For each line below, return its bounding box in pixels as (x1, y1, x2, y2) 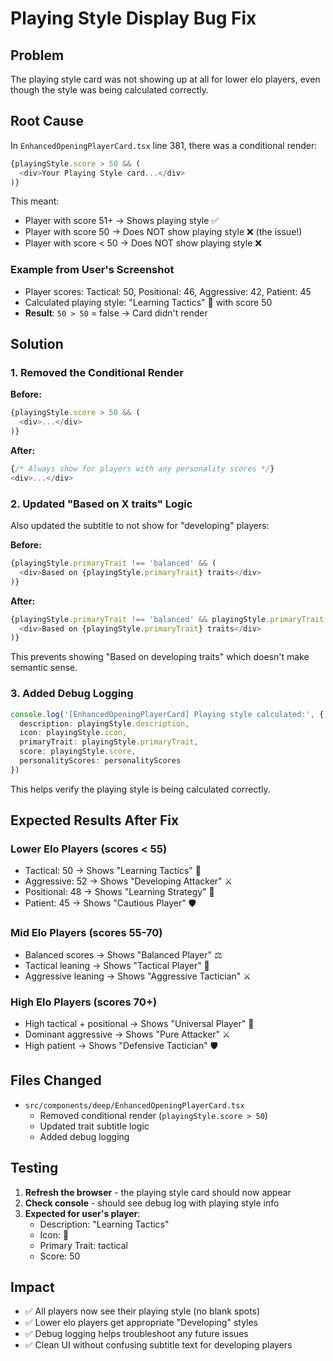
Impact (10, 1279, 55, 1296)
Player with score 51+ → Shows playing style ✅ (24, 215, 220, 227)
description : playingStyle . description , (19, 718, 190, 729)
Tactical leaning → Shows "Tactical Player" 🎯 (24, 959, 210, 971)
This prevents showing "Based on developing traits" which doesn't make (10, 651, 310, 663)
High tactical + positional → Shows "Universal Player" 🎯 (24, 1018, 255, 1030)
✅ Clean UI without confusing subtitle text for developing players (24, 1339, 293, 1351)
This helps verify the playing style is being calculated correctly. (10, 783, 271, 795)
